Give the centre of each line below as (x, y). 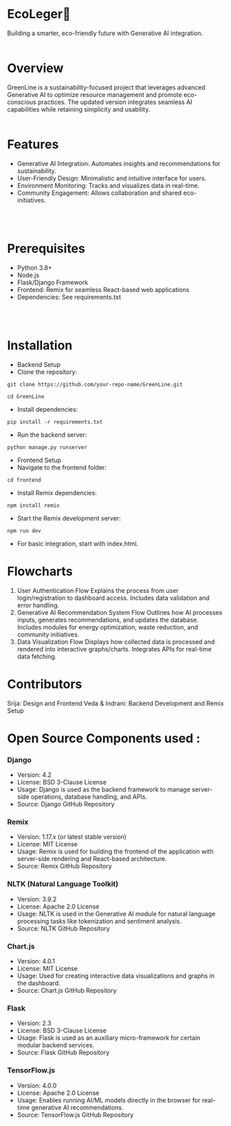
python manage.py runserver (47, 447)
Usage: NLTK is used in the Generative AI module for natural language (116, 914)
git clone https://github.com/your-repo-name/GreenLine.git (95, 384)
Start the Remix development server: (69, 518)
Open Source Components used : (104, 738)
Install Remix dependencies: (57, 492)
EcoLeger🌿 (39, 14)
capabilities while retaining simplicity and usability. (79, 109)
